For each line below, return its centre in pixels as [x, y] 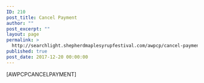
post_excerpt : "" [28, 29]
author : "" [20, 23]
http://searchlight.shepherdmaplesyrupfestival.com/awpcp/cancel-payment [107, 46]
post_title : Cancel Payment [42, 18]
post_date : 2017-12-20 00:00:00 [47, 57]
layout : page [23, 35]
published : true [27, 51]
